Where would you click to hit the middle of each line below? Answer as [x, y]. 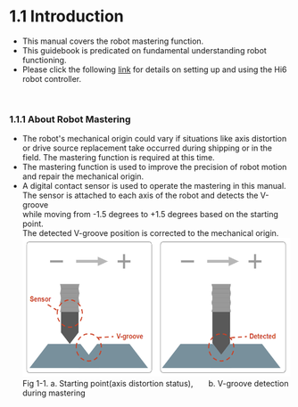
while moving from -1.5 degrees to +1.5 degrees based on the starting [150, 215]
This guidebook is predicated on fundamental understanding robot [145, 50]
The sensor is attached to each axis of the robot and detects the [140, 195]
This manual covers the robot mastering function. [113, 41]
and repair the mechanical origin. [83, 176]
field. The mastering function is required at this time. [119, 158]
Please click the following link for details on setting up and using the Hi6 [154, 69]
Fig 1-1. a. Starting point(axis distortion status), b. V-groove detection [155, 384]
